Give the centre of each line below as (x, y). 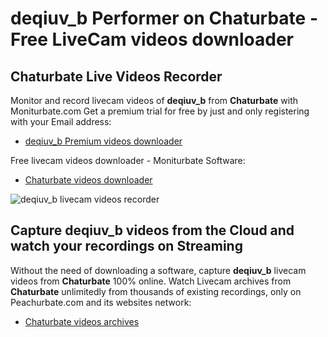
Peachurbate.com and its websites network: (101, 302)
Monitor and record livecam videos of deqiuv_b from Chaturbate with (154, 100)
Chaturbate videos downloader (88, 180)
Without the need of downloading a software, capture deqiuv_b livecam (158, 270)
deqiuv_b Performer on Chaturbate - (164, 18)
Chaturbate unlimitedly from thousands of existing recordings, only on (156, 291)
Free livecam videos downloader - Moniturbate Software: (128, 160)
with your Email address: (61, 121)
